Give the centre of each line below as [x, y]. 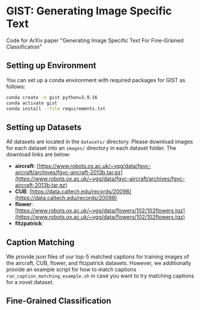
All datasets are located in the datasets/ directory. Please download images [100, 142]
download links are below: [38, 155]
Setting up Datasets [44, 127]
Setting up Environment [51, 66]
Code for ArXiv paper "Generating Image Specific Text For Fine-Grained [95, 40]
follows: [16, 86]
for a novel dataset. [30, 282]
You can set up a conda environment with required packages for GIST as [96, 80]
